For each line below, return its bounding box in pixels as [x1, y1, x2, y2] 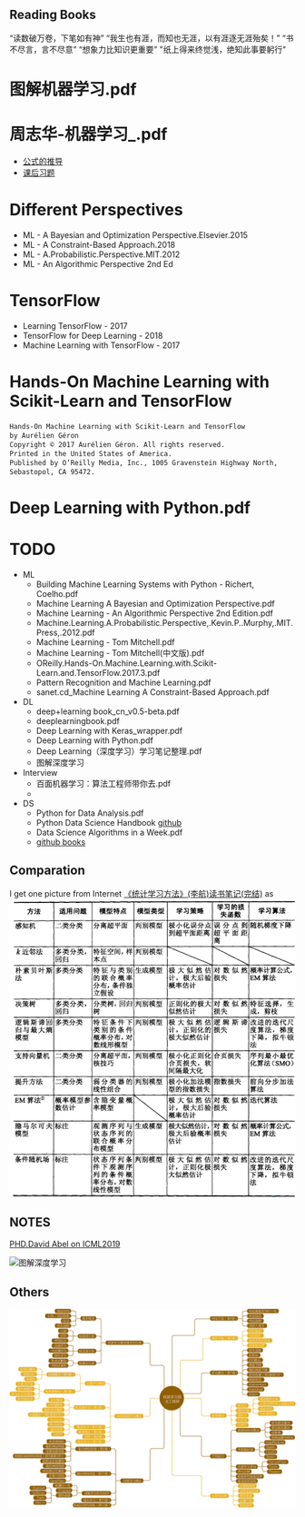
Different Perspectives [9, 200, 183, 221]
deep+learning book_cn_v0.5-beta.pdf [35, 706, 180, 717]
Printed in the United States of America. [9, 449, 172, 458]
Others [9, 1284, 50, 1300]
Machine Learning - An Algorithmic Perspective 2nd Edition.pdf [35, 608, 274, 619]
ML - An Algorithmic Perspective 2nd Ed [22, 258, 174, 269]
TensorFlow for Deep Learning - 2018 [22, 330, 163, 341]
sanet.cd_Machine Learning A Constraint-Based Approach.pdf [35, 686, 270, 698]
